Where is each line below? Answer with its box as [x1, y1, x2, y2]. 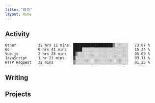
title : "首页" [5, 7, 33, 12]
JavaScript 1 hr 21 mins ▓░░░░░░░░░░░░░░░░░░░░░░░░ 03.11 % [5, 56, 151, 61]
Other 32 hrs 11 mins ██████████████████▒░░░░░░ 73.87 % [5, 43, 151, 48]
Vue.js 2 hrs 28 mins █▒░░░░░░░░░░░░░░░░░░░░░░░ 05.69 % [5, 51, 151, 56]
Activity [5, 30, 30, 38]
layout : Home [5, 12, 32, 17]
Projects [5, 90, 31, 99]
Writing [5, 73, 28, 81]
